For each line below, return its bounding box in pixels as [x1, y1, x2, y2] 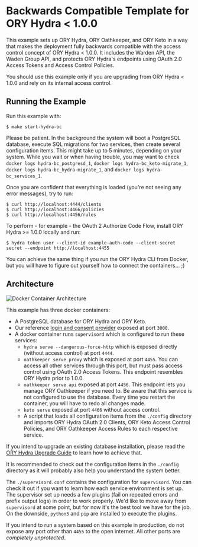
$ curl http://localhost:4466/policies [6, 206, 105, 212]
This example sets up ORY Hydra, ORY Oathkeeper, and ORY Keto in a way [6, 36, 188, 43]
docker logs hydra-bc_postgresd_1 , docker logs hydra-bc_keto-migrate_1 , [6, 159, 188, 167]
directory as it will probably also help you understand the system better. [6, 467, 181, 474]
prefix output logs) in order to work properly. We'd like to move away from [6, 497, 187, 504]
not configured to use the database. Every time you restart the [23, 393, 176, 400]
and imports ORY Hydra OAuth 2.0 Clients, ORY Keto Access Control [23, 418, 190, 425]
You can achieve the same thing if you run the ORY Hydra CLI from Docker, [6, 255, 189, 262]
